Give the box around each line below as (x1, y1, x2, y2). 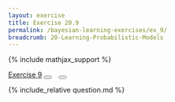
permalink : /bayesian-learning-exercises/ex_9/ (8, 26, 168, 34)
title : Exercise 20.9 (8, 19, 80, 27)
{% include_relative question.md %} (8, 86, 125, 95)
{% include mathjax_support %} (8, 55, 112, 64)
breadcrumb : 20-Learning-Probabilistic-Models (8, 33, 164, 42)
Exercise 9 (8, 70, 43, 79)
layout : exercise (8, 11, 65, 20)
